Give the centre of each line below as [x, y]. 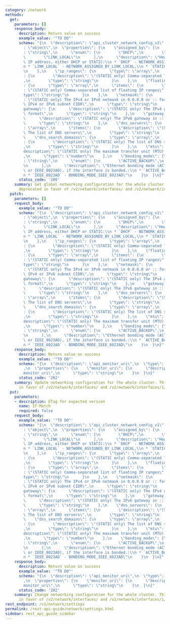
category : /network [26, 10]
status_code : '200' [39, 180]
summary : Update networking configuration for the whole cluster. [86, 383]
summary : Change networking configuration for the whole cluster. [86, 595]
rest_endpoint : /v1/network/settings [45, 604]
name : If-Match [35, 406]
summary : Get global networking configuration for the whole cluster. [90, 185]
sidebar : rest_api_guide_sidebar [40, 614]
